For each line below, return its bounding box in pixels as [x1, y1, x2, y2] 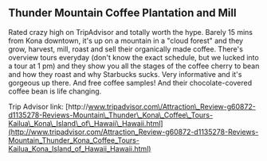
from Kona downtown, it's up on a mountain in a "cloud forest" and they [8, 36, 244, 45]
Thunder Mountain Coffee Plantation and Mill [8, 6, 237, 20]
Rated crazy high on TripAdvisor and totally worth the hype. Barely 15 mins [8, 27, 253, 36]
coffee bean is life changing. [8, 86, 102, 96]
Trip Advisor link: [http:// [8, 102, 89, 111]
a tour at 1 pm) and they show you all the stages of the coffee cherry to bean [8, 61, 260, 71]
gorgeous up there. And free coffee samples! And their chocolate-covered [8, 78, 253, 87]
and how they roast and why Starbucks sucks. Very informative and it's [8, 69, 242, 79]
